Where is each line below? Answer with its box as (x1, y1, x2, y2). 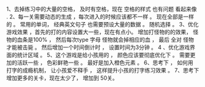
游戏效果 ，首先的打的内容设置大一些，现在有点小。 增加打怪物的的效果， (6, 28, 192, 36)
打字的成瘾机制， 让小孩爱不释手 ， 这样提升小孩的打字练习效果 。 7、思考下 (6, 67, 199, 74)
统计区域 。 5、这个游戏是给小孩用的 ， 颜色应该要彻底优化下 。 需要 (17, 51, 190, 58)
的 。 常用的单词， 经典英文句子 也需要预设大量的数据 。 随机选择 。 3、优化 (6, 21, 199, 28)
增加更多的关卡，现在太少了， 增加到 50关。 (6, 74, 118, 81)
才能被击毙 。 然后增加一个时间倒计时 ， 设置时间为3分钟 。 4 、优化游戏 (6, 43, 190, 51)
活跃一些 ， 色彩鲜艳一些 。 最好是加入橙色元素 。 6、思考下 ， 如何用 (17, 59, 194, 66)
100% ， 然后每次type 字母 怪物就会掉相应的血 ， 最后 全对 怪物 (32, 36, 195, 43)
